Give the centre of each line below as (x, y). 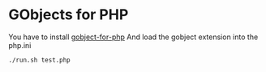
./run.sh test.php (39, 60)
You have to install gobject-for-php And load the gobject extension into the (133, 37)
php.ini (20, 45)
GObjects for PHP (69, 15)
